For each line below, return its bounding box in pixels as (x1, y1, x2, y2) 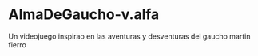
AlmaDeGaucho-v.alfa (8, 6, 160, 24)
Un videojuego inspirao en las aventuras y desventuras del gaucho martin (8, 32, 251, 41)
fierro (8, 39, 26, 49)
